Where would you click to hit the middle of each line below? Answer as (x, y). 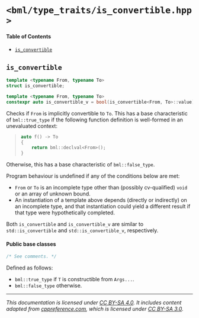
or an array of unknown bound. (52, 194)
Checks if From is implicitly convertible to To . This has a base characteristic (97, 113)
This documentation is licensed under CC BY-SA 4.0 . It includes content (94, 303)
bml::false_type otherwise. (48, 285)
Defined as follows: (30, 268)
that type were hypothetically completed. (65, 213)
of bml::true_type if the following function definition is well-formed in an (95, 120)
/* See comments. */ (32, 256)
